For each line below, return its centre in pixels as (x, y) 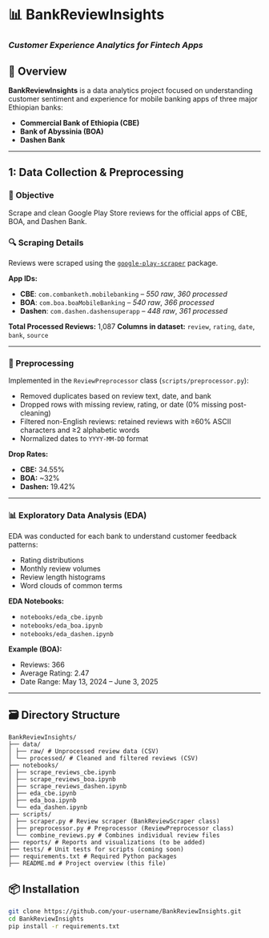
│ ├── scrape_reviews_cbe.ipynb (62, 772)
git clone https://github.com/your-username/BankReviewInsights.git (125, 912)
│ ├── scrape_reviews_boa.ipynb (62, 780)
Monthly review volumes (60, 568)
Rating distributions (52, 559)
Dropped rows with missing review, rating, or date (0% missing (123, 405)
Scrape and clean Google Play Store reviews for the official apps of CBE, (128, 213)
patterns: (23, 544)
